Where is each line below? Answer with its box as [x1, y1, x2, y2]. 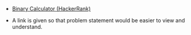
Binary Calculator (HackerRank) [11, 5, 91, 12]
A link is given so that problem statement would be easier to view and [11, 17, 186, 24]
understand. [11, 24, 43, 30]
